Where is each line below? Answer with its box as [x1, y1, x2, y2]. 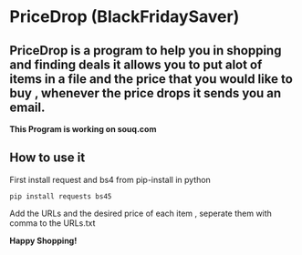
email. [9, 99, 46, 115]
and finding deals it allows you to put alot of [9, 56, 263, 72]
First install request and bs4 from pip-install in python [9, 174, 212, 185]
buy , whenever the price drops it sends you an [9, 85, 282, 101]
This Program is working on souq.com [9, 124, 157, 134]
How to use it [9, 150, 86, 166]
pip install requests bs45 [9, 191, 112, 201]
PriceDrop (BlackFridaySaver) [9, 6, 240, 27]
